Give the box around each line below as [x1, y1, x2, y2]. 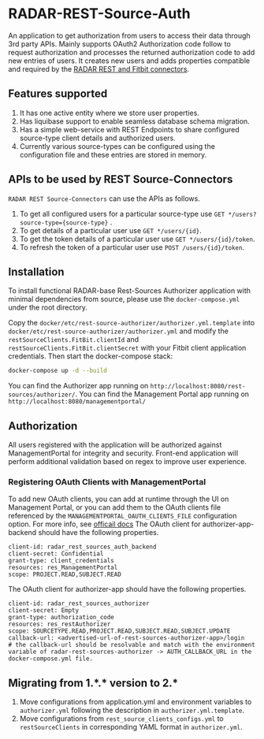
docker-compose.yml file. [8, 655, 93, 663]
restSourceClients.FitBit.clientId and [8, 335, 139, 344]
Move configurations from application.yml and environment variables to [19, 697, 252, 707]
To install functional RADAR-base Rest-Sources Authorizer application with [8, 286, 251, 295]
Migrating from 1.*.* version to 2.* [8, 676, 179, 689]
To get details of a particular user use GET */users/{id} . [19, 225, 203, 235]
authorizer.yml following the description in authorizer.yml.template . [19, 706, 245, 715]
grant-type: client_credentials [8, 557, 114, 565]
